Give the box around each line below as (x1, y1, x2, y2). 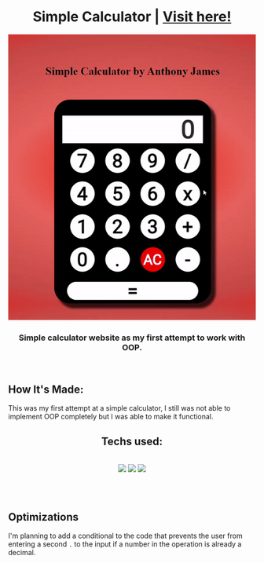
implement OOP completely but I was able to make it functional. (8, 412, 214, 422)
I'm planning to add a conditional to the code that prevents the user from (8, 531, 243, 541)
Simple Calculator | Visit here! (32, 8, 232, 26)
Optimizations (8, 510, 79, 524)
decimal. (8, 548, 36, 558)
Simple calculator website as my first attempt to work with (18, 332, 246, 343)
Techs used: (101, 434, 163, 448)
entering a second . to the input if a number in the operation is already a (8, 539, 242, 549)
